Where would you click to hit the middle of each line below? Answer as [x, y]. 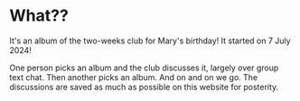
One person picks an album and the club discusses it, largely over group [144, 68]
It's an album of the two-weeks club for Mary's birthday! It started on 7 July [150, 41]
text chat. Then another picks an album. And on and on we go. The [134, 77]
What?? [39, 16]
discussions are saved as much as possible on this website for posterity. [144, 87]
